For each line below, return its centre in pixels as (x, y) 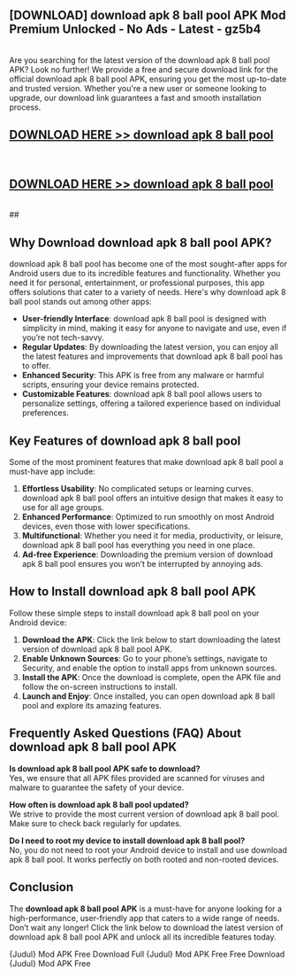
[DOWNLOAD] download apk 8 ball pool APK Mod (148, 15)
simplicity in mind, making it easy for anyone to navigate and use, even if (154, 329)
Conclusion (42, 887)
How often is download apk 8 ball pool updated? (99, 804)
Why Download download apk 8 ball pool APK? (140, 242)
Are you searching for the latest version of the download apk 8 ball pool (140, 60)
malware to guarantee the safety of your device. (97, 787)
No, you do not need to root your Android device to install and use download (148, 849)
